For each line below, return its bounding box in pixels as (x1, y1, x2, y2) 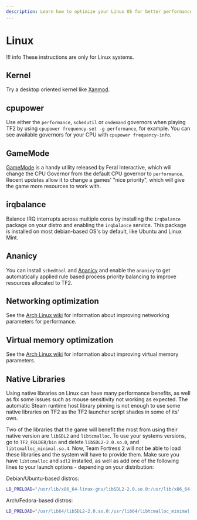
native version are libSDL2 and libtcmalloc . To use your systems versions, (6, 432, 186, 439)
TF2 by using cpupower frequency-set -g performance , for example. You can (6, 125, 191, 132)
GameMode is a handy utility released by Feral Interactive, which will (6, 164, 172, 171)
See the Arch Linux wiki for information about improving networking (6, 312, 170, 319)
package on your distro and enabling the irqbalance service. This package (6, 221, 186, 228)
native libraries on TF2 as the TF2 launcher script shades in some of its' (6, 408, 179, 415)
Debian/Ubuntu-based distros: (6, 475, 80, 482)
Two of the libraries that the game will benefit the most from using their (6, 426, 178, 433)
